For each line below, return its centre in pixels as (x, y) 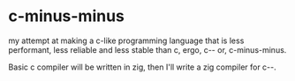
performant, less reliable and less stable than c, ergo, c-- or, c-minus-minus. (147, 49)
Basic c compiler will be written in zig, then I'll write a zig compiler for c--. (143, 67)
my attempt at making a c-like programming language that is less (126, 40)
